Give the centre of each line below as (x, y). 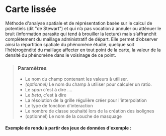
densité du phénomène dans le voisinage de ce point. (61, 55)
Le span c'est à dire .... (49, 90)
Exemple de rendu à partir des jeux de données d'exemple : (68, 128)
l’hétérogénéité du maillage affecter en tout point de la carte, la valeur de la (83, 50)
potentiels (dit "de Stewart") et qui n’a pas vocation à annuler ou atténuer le (83, 28)
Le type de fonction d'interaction (59, 106)
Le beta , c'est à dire (46, 95)
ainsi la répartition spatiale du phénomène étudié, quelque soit (70, 44)
